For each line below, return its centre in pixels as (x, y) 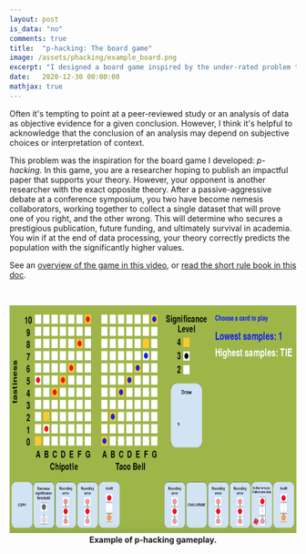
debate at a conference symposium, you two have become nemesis (137, 199)
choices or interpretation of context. (77, 142)
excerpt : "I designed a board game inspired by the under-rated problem (150, 67)
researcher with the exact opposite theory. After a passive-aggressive (141, 189)
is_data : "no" (36, 29)
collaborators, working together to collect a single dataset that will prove (145, 209)
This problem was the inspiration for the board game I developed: (132, 160)
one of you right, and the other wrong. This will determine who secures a (146, 218)
